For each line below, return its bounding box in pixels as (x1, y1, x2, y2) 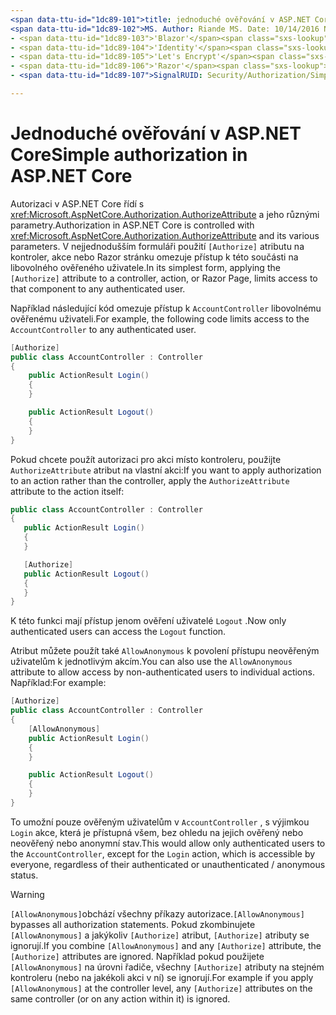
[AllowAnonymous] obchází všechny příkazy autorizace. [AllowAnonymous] (10, 907, 305, 920)
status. (10, 869, 39, 881)
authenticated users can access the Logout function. (10, 626, 227, 638)
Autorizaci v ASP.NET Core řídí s (10, 197, 145, 210)
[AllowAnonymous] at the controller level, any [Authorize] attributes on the (10, 982, 313, 994)
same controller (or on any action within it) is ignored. (10, 992, 231, 1005)
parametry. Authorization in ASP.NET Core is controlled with (10, 219, 255, 231)
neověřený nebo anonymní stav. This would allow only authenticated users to (10, 837, 326, 849)
